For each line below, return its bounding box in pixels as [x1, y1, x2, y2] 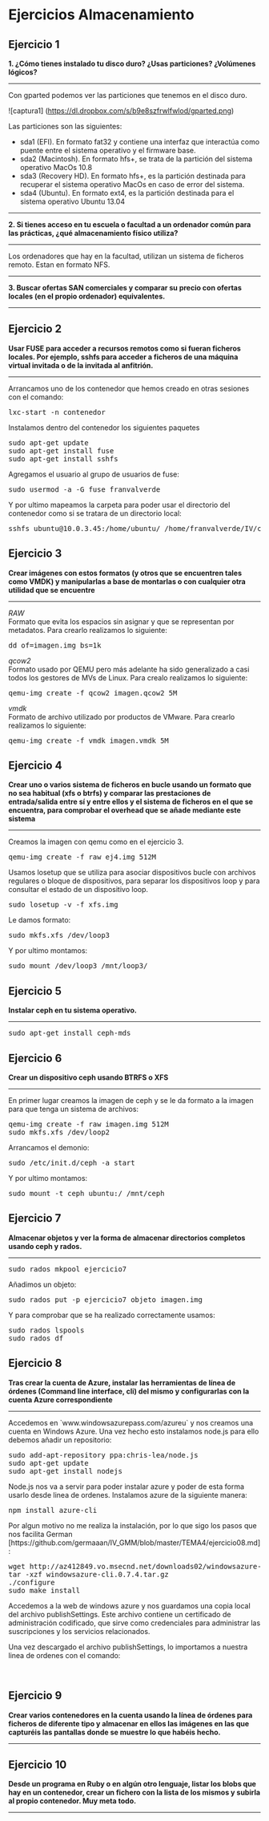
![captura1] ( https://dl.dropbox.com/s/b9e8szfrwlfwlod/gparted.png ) [8, 106, 235, 116]
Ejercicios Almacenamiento [8, 6, 195, 24]
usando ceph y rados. [8, 1241, 82, 1251]
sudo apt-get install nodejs [8, 1466, 122, 1475]
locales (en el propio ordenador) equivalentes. [8, 291, 166, 301]
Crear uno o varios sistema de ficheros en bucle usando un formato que [8, 780, 252, 789]
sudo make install [8, 1586, 81, 1595]
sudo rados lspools [8, 1325, 85, 1335]
